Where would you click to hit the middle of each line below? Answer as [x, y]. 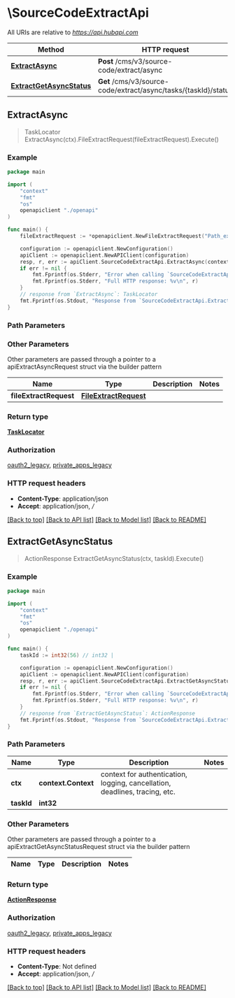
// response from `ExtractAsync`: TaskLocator [89, 294]
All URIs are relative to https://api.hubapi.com [73, 32]
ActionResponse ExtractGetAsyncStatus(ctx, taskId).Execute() [114, 558]
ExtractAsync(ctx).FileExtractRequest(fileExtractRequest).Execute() [121, 139]
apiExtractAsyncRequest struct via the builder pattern [85, 366]
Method [51, 49]
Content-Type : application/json [63, 499]
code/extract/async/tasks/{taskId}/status [165, 90]
